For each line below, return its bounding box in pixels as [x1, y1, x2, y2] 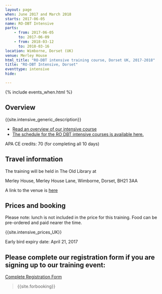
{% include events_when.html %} [5, 89, 73, 95]
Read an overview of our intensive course [12, 126, 97, 132]
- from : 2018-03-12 [14, 39, 54, 44]
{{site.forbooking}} [17, 284, 56, 290]
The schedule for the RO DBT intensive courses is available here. [12, 131, 144, 137]
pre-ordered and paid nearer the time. [5, 220, 82, 226]
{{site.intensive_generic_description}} [5, 116, 82, 122]
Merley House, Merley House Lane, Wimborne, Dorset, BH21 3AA [5, 178, 138, 184]
